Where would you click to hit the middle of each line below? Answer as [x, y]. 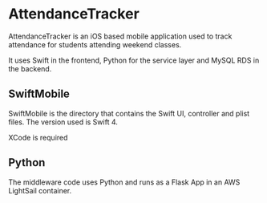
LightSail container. [40, 190]
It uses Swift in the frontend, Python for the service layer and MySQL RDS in [134, 60]
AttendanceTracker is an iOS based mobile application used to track [120, 36]
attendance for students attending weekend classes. [95, 44]
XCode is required [38, 137]
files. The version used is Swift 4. [63, 122]
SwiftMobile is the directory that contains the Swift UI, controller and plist [129, 113]
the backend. [30, 68]
